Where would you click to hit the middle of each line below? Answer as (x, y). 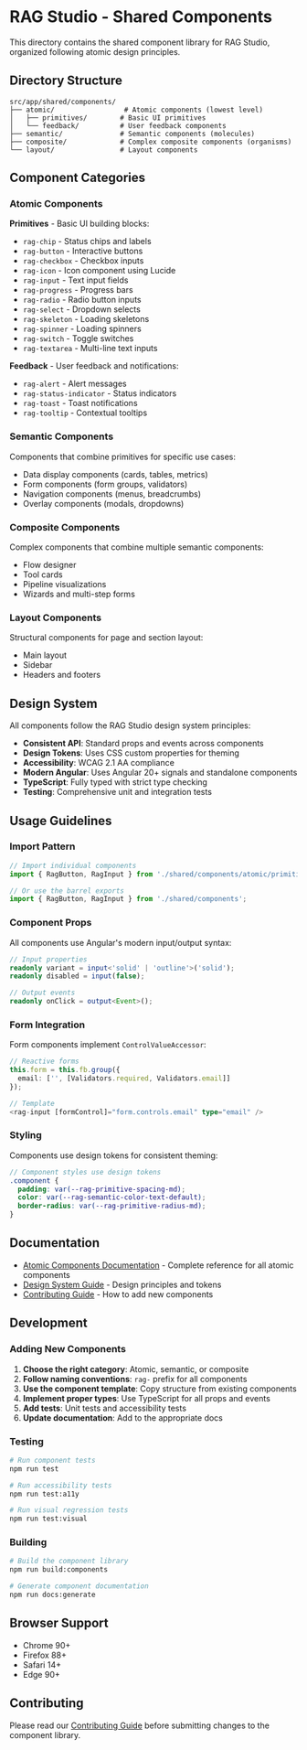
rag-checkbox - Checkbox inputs (83, 261)
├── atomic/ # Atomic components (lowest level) (136, 110)
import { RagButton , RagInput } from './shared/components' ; (128, 899)
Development (49, 1323)
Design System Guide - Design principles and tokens (122, 1284)
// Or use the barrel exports (67, 891)
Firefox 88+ (44, 1655)
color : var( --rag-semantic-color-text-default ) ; (112, 1197)
